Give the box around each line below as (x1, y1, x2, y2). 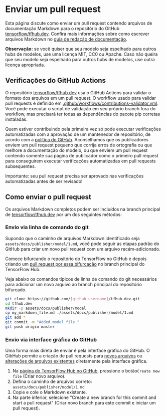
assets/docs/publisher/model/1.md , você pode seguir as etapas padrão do (5, 241, 159, 247)
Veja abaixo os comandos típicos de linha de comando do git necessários (5, 276, 157, 282)
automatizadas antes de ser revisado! (5, 178, 83, 184)
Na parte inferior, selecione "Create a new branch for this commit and (12, 394, 156, 400)
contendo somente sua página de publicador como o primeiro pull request (5, 152, 159, 158)
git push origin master (5, 324, 55, 329)
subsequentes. (5, 163, 36, 169)
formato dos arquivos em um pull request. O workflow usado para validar (5, 95, 156, 101)
